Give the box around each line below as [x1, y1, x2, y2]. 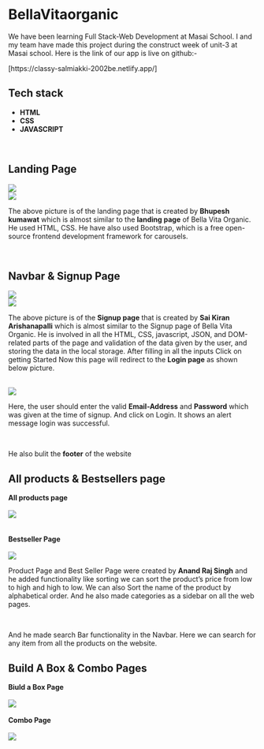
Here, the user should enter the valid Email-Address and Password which [8, 402, 249, 411]
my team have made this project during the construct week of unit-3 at [8, 39, 238, 49]
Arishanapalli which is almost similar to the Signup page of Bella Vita [8, 321, 232, 331]
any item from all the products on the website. [8, 639, 158, 648]
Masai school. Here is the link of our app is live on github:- [8, 48, 198, 58]
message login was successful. [8, 418, 110, 428]
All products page [8, 493, 69, 503]
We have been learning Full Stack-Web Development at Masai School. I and [8, 32, 252, 41]
